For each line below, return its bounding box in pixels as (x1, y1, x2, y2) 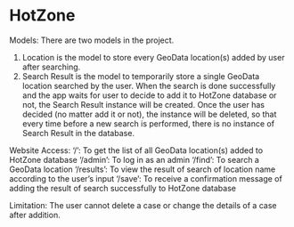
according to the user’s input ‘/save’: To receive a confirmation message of (9, 173, 282, 183)
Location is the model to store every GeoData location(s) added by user (21, 52, 285, 62)
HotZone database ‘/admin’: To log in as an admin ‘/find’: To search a (9, 154, 260, 165)
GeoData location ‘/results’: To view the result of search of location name (9, 164, 276, 174)
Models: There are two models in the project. (9, 35, 175, 45)
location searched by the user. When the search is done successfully (21, 80, 276, 91)
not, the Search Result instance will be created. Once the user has (21, 99, 265, 109)
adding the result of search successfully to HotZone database (9, 182, 236, 193)
